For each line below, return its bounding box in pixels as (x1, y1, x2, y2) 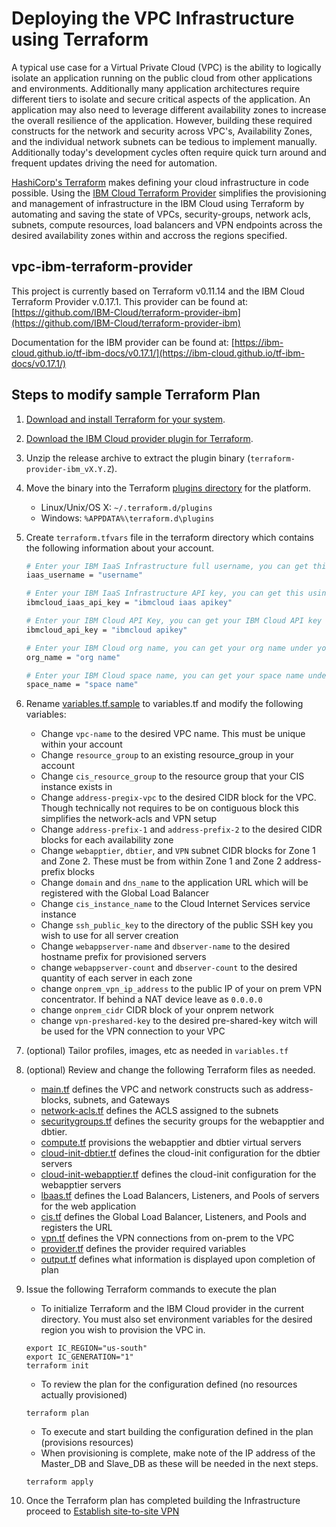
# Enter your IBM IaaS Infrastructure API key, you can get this (25, 588, 304, 599)
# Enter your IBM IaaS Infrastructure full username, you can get (25, 561, 309, 571)
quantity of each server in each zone (40, 972, 193, 984)
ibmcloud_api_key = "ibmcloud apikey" (25, 625, 188, 635)
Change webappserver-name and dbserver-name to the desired (40, 940, 291, 952)
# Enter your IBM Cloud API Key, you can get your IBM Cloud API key (25, 616, 323, 626)
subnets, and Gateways (72, 1094, 171, 1106)
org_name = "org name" (25, 652, 121, 662)
